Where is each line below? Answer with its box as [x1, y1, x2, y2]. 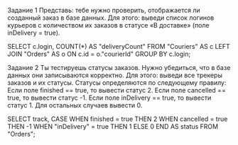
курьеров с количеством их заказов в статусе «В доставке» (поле [7, 21, 210, 29]
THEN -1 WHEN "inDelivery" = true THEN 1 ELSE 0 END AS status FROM [7, 122, 219, 130]
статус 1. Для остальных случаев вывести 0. [7, 101, 143, 109]
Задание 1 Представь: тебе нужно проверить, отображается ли [7, 6, 200, 14]
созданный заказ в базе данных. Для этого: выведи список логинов [7, 13, 215, 22]
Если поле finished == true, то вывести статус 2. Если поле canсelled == [7, 86, 226, 94]
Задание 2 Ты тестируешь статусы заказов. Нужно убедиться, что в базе [7, 64, 231, 71]
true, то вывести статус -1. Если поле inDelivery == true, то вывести [7, 93, 212, 102]
